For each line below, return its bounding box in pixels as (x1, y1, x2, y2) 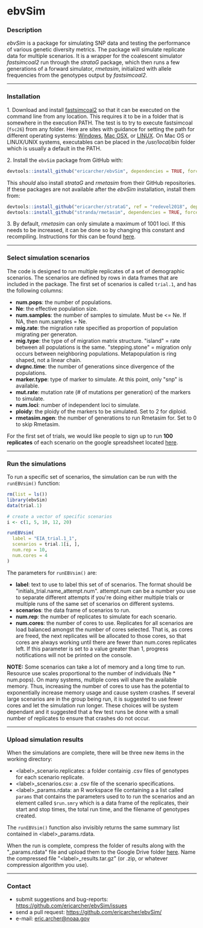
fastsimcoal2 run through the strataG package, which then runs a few (7, 59, 180, 66)
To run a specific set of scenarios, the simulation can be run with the (7, 473, 177, 480)
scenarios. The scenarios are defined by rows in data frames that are (7, 274, 178, 281)
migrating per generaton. (15, 331, 78, 338)
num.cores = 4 (12, 552, 48, 559)
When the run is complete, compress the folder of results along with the (7, 842, 186, 849)
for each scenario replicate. (15, 773, 84, 780)
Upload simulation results (7, 735, 84, 744)
